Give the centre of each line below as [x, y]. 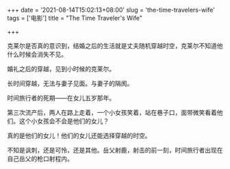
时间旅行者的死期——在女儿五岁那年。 [61, 98]
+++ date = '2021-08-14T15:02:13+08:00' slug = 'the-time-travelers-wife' [111, 10]
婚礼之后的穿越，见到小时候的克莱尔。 [61, 69]
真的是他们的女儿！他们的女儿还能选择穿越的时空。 [79, 135]
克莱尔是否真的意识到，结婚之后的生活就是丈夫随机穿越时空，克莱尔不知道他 [115, 46]
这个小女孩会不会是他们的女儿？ [64, 121]
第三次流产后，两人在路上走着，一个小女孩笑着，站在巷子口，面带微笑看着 [112, 113]
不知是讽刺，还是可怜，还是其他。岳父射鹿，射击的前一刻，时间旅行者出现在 [115, 150]
